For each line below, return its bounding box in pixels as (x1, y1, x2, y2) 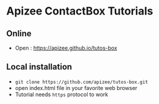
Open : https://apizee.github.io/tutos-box (15, 44, 118, 51)
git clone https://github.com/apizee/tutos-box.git (15, 79, 148, 85)
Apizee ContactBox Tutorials (6, 4, 154, 18)
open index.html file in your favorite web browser (15, 84, 138, 91)
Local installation (6, 62, 73, 72)
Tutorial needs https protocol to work (15, 91, 109, 98)
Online (6, 28, 32, 39)
